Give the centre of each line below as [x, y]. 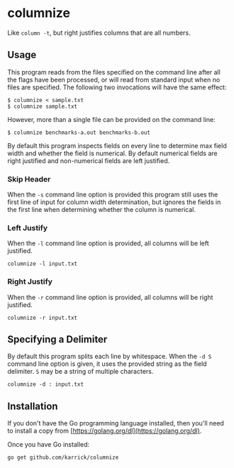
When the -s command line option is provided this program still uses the [113, 195]
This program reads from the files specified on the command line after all [114, 72]
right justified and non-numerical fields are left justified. [89, 160]
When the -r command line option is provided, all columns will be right [110, 297]
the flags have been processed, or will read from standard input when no [114, 79]
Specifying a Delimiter [57, 339]
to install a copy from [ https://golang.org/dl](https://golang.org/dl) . [105, 431]
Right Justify [30, 282]
